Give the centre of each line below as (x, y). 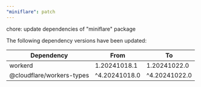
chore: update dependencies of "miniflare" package (71, 29)
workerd (21, 65)
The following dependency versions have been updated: (77, 40)
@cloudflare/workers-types (49, 75)
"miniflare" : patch (31, 12)
